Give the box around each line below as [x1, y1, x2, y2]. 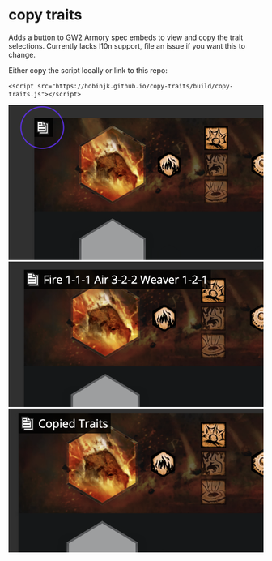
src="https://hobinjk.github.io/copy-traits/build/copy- [37, 82, 233, 90]
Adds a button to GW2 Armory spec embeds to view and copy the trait [8, 32, 244, 42]
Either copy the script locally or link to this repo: [8, 65, 168, 75]
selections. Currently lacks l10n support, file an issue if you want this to [8, 41, 245, 50]
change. [8, 49, 36, 59]
